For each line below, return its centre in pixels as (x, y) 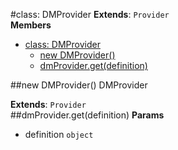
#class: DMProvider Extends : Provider (90, 14)
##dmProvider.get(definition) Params (87, 115)
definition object (59, 134)
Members (31, 25)
